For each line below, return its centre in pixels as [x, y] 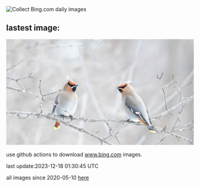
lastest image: [33, 28]
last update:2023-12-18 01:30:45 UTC [52, 166]
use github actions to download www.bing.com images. [74, 155]
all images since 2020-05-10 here [48, 178]
